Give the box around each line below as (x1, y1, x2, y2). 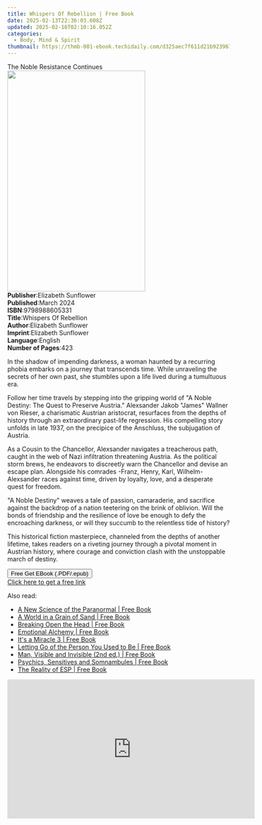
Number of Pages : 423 (7, 344, 73, 352)
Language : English (7, 337, 61, 344)
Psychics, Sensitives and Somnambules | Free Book (17, 658, 168, 666)
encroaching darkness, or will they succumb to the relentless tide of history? (7, 519, 230, 527)
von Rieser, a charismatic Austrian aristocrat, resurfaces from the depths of (7, 409, 227, 417)
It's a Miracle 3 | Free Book (17, 636, 97, 643)
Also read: (7, 592, 37, 599)
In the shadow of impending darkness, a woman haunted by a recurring (7, 358, 215, 365)
